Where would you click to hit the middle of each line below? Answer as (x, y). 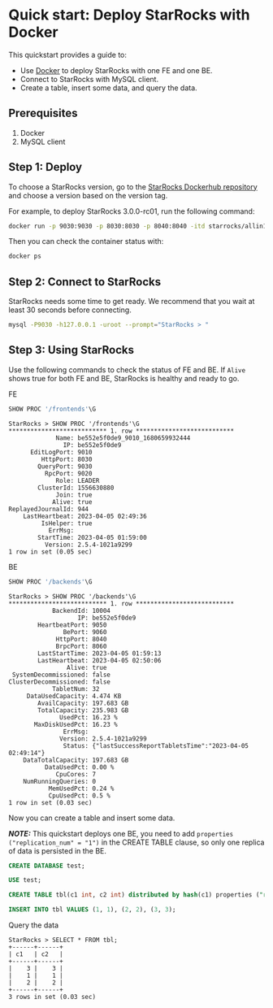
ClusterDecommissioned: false (60, 682)
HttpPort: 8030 (67, 459)
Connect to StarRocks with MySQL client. (89, 79)
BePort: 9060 (85, 632)
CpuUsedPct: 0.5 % (80, 795)
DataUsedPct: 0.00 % (79, 767)
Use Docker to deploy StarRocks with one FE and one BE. (116, 70)
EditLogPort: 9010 (61, 452)
